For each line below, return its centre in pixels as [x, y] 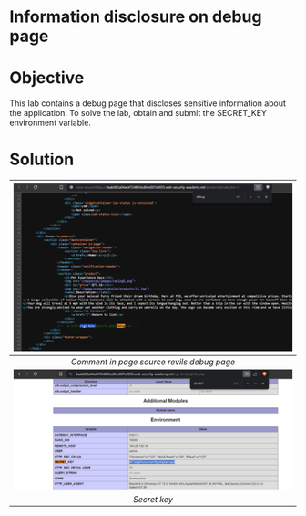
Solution [42, 159]
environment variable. [50, 123]
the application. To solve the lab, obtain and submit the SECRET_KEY [138, 113]
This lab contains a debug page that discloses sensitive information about [148, 103]
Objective [47, 78]
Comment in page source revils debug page [153, 362]
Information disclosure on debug [136, 17]
